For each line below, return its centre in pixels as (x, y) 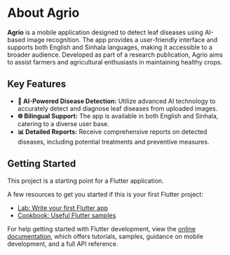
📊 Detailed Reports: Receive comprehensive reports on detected (112, 132)
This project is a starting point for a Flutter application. (86, 181)
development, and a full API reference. (63, 244)
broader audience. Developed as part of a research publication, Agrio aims (115, 55)
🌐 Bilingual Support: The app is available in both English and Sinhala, (118, 116)
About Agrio (43, 13)
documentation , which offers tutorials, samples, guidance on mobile (105, 236)
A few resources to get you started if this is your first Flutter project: (105, 194)
